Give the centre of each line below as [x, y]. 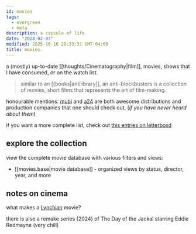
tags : [13, 17]
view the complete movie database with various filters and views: [85, 157]
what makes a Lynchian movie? [44, 208]
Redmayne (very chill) [32, 225]
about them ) [21, 113]
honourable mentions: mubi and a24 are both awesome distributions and [94, 101]
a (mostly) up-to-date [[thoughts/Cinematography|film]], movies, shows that [98, 66]
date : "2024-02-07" [30, 39]
